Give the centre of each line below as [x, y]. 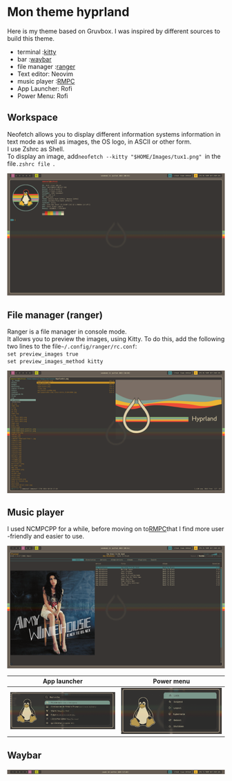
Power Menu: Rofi [42, 96]
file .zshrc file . [31, 164]
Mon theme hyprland [68, 12]
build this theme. [31, 38]
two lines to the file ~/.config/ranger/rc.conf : [72, 347]
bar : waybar [34, 59]
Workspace [32, 118]
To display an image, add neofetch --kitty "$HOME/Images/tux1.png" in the [114, 156]
